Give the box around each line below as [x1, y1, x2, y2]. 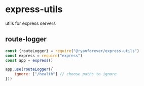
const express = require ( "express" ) [5, 53, 83, 58]
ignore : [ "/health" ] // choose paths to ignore [14, 72, 117, 77]
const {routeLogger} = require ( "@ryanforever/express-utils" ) [5, 48, 139, 54]
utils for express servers [5, 20, 56, 26]
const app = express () [5, 58, 53, 63]
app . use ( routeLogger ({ [5, 67, 53, 72]
